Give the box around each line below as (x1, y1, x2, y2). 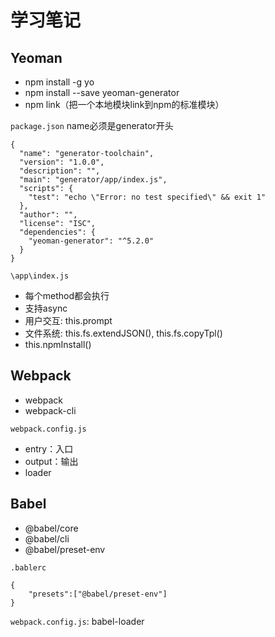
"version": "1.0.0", (19, 157, 105, 167)
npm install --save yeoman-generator (24, 87, 180, 98)
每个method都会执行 (24, 290, 110, 301)
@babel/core (24, 522, 79, 534)
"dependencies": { (19, 227, 97, 237)
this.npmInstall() (24, 339, 92, 350)
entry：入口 (24, 442, 74, 455)
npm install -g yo (24, 76, 95, 88)
